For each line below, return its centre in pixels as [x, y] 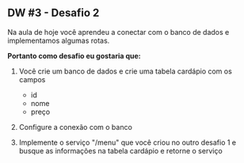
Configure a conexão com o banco [75, 127]
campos [32, 79]
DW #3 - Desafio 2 [53, 13]
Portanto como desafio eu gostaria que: [74, 55]
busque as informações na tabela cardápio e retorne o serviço [120, 150]
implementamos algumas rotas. [59, 40]
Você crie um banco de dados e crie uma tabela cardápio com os [126, 71]
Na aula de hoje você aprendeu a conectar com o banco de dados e [118, 32]
